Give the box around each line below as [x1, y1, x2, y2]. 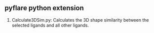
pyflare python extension [4, 4, 84, 12]
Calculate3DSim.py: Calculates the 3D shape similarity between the [11, 17, 149, 23]
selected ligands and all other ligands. [11, 22, 89, 28]
